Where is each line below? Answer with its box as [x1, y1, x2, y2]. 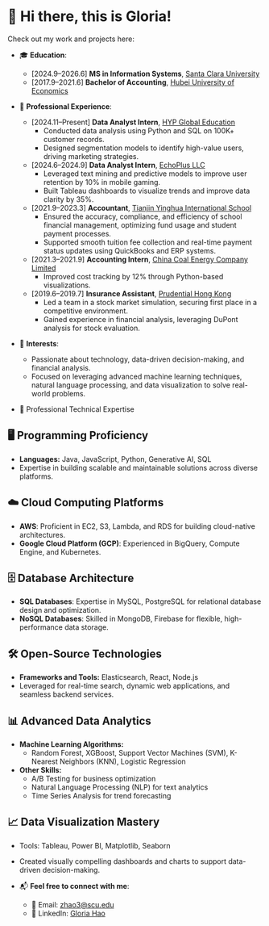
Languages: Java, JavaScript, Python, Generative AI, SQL [19, 454, 212, 463]
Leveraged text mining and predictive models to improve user [43, 169, 247, 178]
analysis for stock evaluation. [43, 323, 140, 333]
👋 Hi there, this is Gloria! [7, 7, 172, 26]
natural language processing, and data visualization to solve [31, 379, 231, 390]
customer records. [43, 134, 106, 144]
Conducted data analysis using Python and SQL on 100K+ [43, 125, 235, 136]
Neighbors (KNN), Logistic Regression [59, 756, 186, 766]
